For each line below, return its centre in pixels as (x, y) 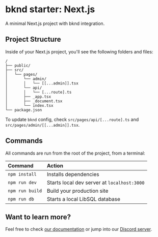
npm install (22, 174)
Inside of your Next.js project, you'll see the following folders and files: (79, 51)
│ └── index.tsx (29, 105)
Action (55, 165)
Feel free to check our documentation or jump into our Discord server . (79, 229)
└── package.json (24, 110)
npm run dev (22, 182)
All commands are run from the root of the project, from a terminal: (75, 153)
